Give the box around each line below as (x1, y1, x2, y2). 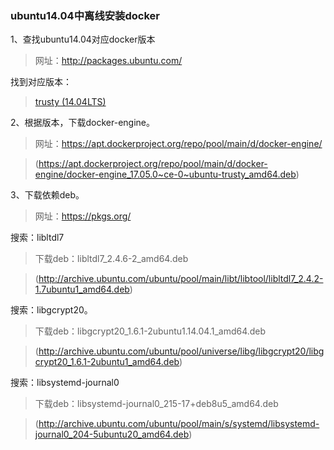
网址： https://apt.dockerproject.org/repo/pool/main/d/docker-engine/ (34, 138, 323, 150)
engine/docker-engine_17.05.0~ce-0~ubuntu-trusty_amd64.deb (34, 168, 297, 181)
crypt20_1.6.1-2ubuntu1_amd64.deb (34, 356, 180, 368)
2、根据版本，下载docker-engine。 (10, 117, 156, 129)
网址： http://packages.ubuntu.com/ (34, 55, 183, 67)
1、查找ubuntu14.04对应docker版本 (10, 33, 156, 46)
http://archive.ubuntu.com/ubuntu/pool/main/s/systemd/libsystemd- (38, 418, 320, 430)
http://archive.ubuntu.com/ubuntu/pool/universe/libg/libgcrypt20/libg (38, 345, 325, 357)
